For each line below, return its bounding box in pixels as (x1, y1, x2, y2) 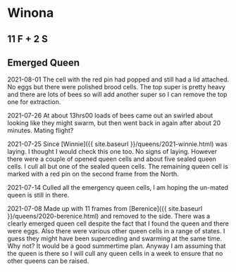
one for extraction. (7, 98, 61, 106)
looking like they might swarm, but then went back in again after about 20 (7, 119, 221, 127)
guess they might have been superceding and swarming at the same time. (7, 234, 223, 243)
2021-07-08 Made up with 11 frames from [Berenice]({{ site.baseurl (7, 205, 203, 213)
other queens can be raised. (7, 257, 89, 265)
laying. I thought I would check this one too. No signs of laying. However (7, 148, 217, 156)
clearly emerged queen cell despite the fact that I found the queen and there (7, 219, 229, 228)
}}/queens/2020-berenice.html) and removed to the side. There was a (7, 212, 211, 221)
